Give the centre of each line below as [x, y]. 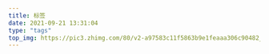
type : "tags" [30, 30]
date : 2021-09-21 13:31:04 [53, 23]
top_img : [23, 38]
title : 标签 [27, 15]
